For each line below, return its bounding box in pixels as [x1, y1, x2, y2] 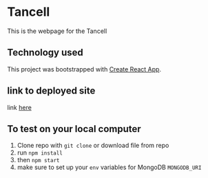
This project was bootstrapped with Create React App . [7, 65, 162, 73]
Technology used [7, 47, 84, 58]
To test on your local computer [7, 123, 141, 135]
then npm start [17, 156, 60, 164]
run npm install [17, 148, 63, 157]
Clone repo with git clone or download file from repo [17, 142, 169, 150]
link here [7, 103, 32, 111]
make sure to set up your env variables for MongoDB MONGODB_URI [17, 163, 202, 172]
